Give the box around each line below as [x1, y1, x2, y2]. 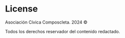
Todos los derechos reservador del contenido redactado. [5, 28, 120, 34]
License [5, 3, 38, 14]
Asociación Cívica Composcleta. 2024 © [5, 19, 88, 25]
